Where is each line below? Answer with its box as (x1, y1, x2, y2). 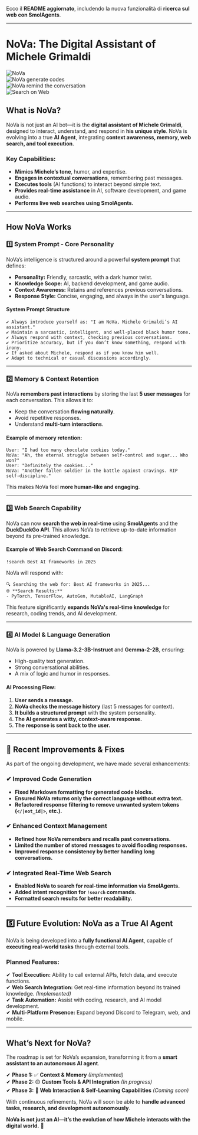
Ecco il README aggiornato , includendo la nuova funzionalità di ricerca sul (6, 5, 190, 12)
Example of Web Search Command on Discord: (6, 546, 123, 553)
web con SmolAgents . (6, 11, 61, 18)
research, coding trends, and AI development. (6, 609, 118, 617)
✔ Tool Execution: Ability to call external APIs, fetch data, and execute (6, 971, 177, 979)
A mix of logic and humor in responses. (14, 670, 110, 677)
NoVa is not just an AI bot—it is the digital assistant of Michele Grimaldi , (6, 121, 183, 128)
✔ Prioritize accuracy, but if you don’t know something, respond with (6, 340, 186, 345)
